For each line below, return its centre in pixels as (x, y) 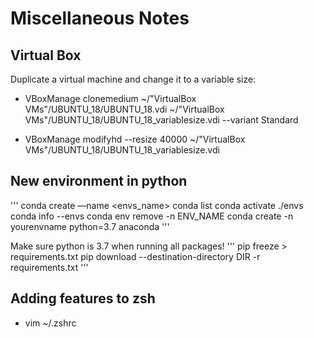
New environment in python (99, 181)
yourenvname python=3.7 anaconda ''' (90, 226)
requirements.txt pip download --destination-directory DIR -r (135, 256)
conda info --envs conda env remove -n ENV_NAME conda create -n (152, 216)
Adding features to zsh (83, 298)
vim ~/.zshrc (50, 323)
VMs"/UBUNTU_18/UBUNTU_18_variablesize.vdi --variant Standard (161, 120)
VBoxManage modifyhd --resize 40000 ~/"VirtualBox (135, 139)
